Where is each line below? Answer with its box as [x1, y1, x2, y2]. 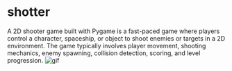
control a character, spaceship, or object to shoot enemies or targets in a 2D [7, 34, 226, 42]
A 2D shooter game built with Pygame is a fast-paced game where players [7, 27, 220, 35]
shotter [7, 4, 51, 20]
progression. [7, 56, 44, 64]
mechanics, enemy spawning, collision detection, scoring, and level [7, 49, 201, 57]
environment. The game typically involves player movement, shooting [7, 41, 206, 50]
